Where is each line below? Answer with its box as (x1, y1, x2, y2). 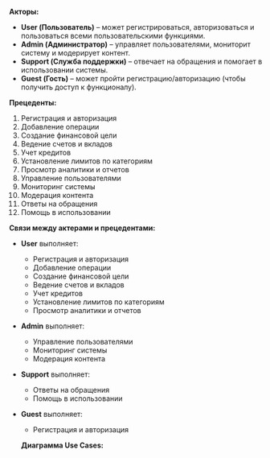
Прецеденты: (9, 98, 57, 107)
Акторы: (9, 7, 39, 16)
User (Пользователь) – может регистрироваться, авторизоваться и (20, 23, 255, 31)
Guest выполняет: (20, 410, 83, 419)
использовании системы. (20, 65, 108, 75)
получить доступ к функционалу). (20, 82, 137, 92)
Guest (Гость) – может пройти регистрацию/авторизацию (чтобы (20, 74, 246, 83)
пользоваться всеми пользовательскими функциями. (20, 31, 206, 40)
